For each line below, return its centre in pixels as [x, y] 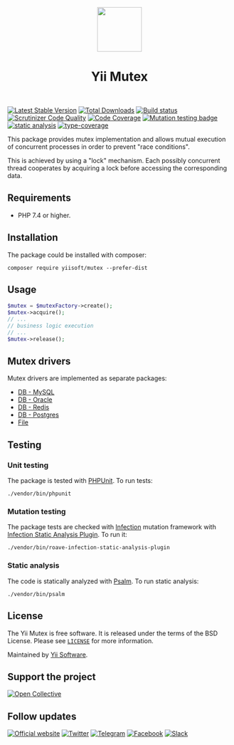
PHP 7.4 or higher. [44, 215]
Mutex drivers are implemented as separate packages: [87, 378]
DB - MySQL [36, 392]
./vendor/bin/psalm [36, 594]
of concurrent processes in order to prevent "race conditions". [99, 147]
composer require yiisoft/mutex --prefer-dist [78, 268]
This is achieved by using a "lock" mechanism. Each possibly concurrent [114, 160]
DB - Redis [33, 407]
